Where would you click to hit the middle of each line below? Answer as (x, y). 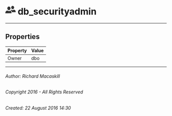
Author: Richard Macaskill (33, 76)
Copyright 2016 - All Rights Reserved (44, 92)
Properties (23, 37)
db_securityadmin (57, 12)
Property (17, 51)
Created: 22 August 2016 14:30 (38, 108)
